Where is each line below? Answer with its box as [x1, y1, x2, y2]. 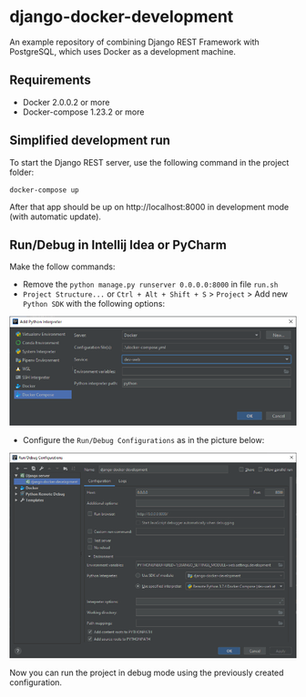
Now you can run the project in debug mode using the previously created [9, 667, 284, 678]
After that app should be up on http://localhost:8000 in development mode [9, 201, 290, 212]
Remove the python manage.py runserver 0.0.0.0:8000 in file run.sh [22, 279, 279, 290]
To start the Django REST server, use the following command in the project [9, 157, 290, 167]
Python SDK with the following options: [22, 298, 166, 309]
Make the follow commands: [9, 261, 116, 272]
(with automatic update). [9, 211, 102, 222]
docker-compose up [9, 185, 79, 195]
